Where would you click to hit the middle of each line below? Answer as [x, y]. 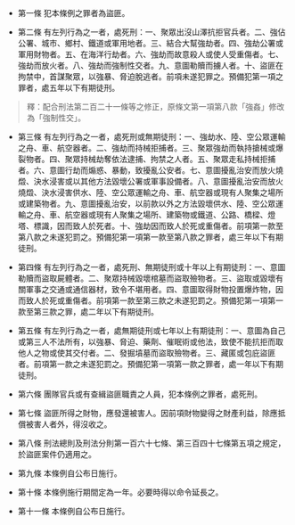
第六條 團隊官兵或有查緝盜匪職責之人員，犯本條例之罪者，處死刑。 [140, 394]
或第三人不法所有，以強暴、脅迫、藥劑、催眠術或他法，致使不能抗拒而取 [150, 342]
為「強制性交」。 [56, 118]
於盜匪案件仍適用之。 [57, 454]
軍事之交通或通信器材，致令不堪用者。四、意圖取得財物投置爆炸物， [151, 289]
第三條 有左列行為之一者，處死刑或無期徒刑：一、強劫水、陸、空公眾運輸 [152, 137]
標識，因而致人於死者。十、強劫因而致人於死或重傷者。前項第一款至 [158, 226]
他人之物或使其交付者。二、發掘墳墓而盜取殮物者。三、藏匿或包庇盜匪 [147, 353]
